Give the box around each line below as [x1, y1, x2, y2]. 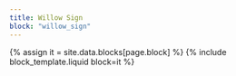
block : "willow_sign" [9, 22, 92, 31]
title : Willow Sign [9, 13, 84, 23]
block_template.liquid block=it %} [9, 56, 135, 67]
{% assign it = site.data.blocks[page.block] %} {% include [9, 46, 227, 57]
